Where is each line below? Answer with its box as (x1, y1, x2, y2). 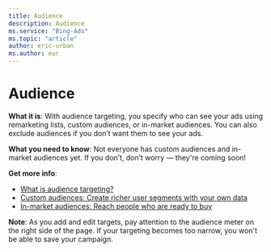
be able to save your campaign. (8, 234, 113, 244)
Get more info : (8, 168, 58, 178)
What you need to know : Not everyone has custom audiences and (8, 143, 231, 154)
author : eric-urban (8, 42, 74, 50)
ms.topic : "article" (8, 34, 78, 43)
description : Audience (8, 19, 85, 28)
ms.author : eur (8, 49, 60, 58)
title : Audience (8, 11, 63, 20)
